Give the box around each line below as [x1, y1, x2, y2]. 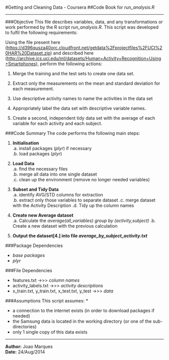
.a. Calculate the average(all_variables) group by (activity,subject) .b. [12, 218, 156, 224]
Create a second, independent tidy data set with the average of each [12, 115, 155, 121]
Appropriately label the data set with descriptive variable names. [12, 106, 146, 111]
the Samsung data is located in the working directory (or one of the [12, 318, 152, 324]
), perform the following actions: [36, 61, 103, 67]
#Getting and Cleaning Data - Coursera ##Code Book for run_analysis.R [5, 5, 155, 10]
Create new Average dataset [12, 212, 74, 218]
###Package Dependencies [5, 242, 63, 248]
